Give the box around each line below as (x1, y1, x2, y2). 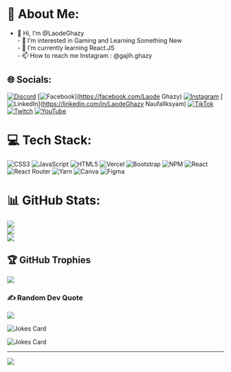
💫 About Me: (7, 6, 80, 22)
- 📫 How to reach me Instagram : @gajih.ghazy (16, 51, 153, 59)
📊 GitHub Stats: (7, 192, 101, 208)
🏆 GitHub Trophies (7, 254, 91, 266)
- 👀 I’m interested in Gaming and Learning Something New (16, 36, 182, 44)
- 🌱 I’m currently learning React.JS (16, 43, 115, 52)
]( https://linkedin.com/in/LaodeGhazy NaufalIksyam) (37, 99, 187, 107)
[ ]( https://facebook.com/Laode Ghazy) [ (37, 92, 223, 101)
